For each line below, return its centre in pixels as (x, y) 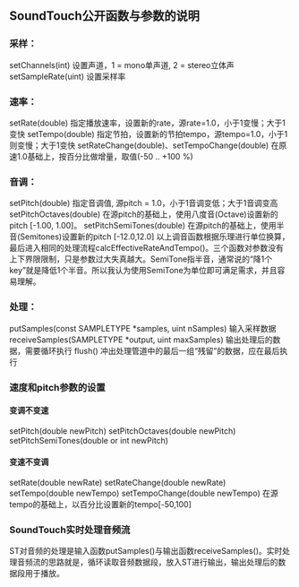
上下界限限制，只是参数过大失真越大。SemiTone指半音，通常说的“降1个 (141, 259)
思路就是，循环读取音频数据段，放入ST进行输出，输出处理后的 (163, 562)
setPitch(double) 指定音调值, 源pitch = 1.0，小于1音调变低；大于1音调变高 (144, 203)
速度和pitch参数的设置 (57, 387)
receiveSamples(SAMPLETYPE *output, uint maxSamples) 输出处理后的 (141, 340)
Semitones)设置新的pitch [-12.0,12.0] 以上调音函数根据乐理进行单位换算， (155, 237)
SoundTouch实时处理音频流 (70, 530)
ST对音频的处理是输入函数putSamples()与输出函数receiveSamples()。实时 (146, 551)
